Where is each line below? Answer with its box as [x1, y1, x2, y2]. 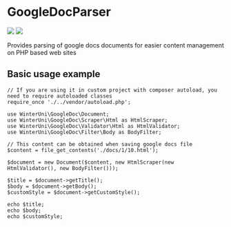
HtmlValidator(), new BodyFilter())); [7, 164, 119, 172]
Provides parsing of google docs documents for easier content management [7, 41, 224, 49]
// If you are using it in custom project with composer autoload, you [7, 87, 217, 94]
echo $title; [7, 201, 45, 208]
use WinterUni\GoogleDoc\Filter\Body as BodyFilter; [7, 129, 162, 136]
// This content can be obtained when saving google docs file [7, 140, 193, 148]
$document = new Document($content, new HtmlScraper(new [7, 159, 174, 166]
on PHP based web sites [7, 48, 77, 56]
